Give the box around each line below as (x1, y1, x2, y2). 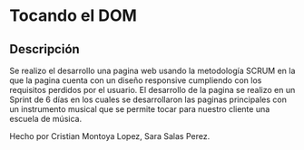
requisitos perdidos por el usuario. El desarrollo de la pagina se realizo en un (9, 85, 296, 95)
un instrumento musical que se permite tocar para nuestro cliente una (9, 104, 270, 114)
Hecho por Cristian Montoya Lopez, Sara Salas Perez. (9, 131, 211, 141)
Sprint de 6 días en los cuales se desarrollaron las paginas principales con (9, 94, 288, 105)
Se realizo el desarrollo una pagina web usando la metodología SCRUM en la (9, 65, 296, 76)
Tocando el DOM (9, 5, 138, 26)
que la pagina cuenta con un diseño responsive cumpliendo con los (9, 75, 262, 86)
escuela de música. (9, 114, 83, 124)
